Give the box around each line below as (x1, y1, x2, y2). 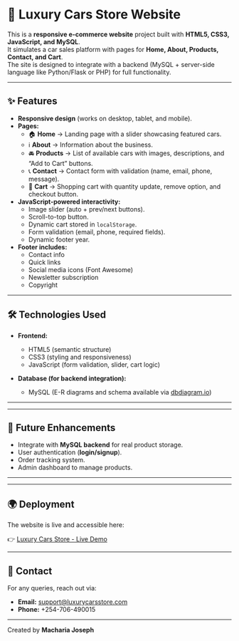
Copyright (28, 281, 58, 289)
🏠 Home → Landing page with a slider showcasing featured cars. (28, 130, 222, 138)
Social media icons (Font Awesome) (28, 265, 134, 273)
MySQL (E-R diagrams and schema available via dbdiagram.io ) (28, 387, 212, 396)
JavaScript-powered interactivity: (17, 197, 121, 206)
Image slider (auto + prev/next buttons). (28, 204, 145, 213)
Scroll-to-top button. (28, 212, 89, 221)
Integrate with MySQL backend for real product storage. (17, 441, 184, 449)
